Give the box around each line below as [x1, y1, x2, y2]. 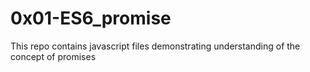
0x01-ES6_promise [10, 7, 172, 30]
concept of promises [10, 50, 97, 62]
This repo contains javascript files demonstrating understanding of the [10, 40, 301, 52]
